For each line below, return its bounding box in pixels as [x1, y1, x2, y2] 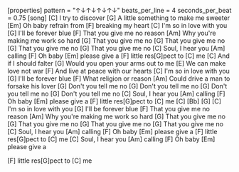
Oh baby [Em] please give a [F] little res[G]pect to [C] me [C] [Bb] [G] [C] [7, 97, 222, 106]
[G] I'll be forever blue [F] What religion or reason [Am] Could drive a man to [7, 74, 230, 83]
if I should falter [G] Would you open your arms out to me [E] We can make [7, 59, 226, 67]
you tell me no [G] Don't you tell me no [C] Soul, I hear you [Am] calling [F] [7, 89, 225, 98]
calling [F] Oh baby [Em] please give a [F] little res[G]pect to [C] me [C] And [7, 51, 230, 60]
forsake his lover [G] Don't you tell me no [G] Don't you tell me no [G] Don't [7, 82, 228, 90]
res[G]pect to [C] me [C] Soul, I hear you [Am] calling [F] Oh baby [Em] [7, 135, 216, 143]
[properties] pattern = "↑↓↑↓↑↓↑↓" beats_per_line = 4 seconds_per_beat [7, 6, 232, 14]
